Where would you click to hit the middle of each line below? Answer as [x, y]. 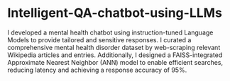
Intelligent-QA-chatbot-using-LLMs [115, 13]
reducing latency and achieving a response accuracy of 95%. [97, 70]
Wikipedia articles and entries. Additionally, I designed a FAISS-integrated [115, 55]
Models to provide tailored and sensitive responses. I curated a [99, 39]
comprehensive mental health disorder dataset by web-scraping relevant [114, 47]
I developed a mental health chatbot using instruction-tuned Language [110, 32]
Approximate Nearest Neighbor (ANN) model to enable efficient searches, [115, 62]
